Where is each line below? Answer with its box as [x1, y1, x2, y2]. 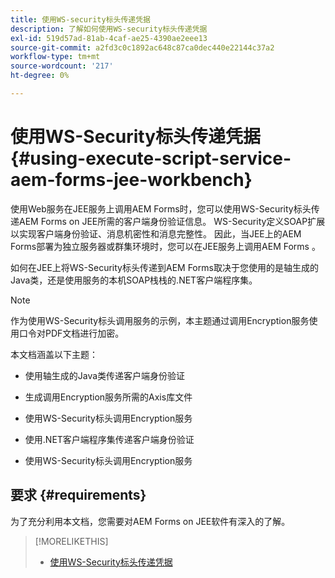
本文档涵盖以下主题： [10, 348, 98, 360]
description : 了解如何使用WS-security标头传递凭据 [10, 24, 208, 34]
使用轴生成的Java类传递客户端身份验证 [24, 369, 186, 381]
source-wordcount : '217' [10, 61, 114, 71]
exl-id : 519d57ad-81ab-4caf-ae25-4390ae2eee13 [10, 33, 208, 43]
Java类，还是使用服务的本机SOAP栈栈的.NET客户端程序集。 [10, 274, 258, 286]
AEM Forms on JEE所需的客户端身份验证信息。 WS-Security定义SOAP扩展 [18, 215, 326, 227]
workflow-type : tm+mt [10, 52, 101, 62]
